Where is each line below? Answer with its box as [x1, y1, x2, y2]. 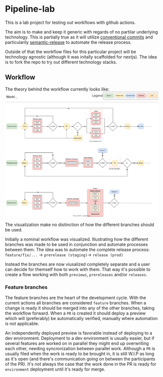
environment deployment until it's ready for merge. [5, 366, 106, 372]
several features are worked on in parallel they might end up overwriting [5, 340, 149, 346]
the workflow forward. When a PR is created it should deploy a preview [5, 310, 146, 316]
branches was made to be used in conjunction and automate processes [5, 241, 148, 247]
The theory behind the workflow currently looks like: [5, 86, 110, 92]
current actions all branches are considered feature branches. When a [5, 300, 147, 306]
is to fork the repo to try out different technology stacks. [5, 59, 117, 65]
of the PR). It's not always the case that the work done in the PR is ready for [5, 361, 157, 367]
